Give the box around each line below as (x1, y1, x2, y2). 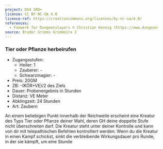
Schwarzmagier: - (19, 73, 56, 78)
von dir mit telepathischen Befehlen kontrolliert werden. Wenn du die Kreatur (5, 129, 158, 134)
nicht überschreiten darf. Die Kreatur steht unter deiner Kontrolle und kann (5, 123, 154, 129)
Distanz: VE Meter (12, 93, 49, 99)
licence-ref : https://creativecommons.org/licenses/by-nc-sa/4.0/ (5, 16, 142, 21)
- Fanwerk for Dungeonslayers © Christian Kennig (9, 25, 112, 30)
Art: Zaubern (12, 103, 38, 110)
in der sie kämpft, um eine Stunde (5, 139, 73, 145)
